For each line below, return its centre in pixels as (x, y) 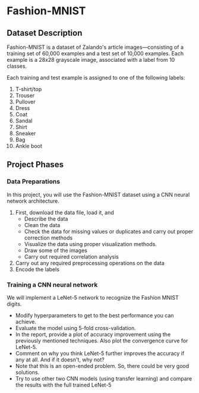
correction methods (48, 238)
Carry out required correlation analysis (72, 256)
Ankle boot (29, 146)
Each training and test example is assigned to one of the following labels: (96, 78)
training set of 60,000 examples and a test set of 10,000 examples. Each (95, 54)
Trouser (25, 95)
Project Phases (35, 165)
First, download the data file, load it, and (65, 212)
